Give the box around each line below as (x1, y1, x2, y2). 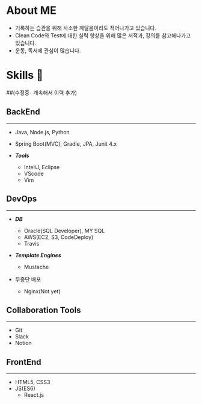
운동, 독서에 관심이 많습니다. (14, 46, 81, 54)
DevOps (6, 194, 37, 204)
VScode (23, 170, 44, 177)
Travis (23, 240, 40, 247)
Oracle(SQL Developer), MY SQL (23, 227, 105, 234)
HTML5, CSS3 (14, 379, 50, 386)
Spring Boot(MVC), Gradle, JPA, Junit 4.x (14, 140, 117, 148)
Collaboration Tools (6, 305, 81, 315)
